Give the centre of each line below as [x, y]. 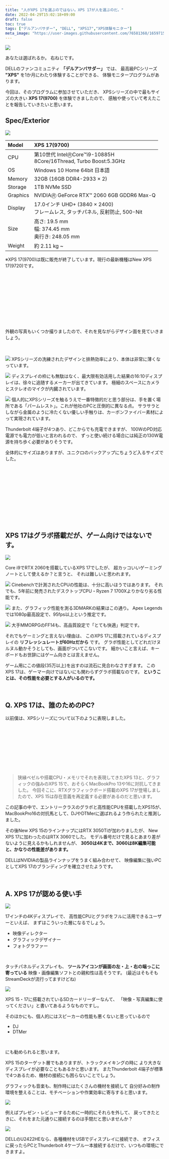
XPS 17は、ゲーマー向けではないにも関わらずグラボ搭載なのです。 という [81, 671]
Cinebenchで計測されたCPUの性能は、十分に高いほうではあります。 [82, 585]
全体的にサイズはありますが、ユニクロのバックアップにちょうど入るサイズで [84, 452]
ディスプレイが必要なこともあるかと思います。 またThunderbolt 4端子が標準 [84, 1069]
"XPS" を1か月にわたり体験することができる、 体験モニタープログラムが [80, 75]
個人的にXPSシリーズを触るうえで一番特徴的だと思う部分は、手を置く [84, 399]
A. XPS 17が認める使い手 [44, 894]
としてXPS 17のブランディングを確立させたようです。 [60, 867]
